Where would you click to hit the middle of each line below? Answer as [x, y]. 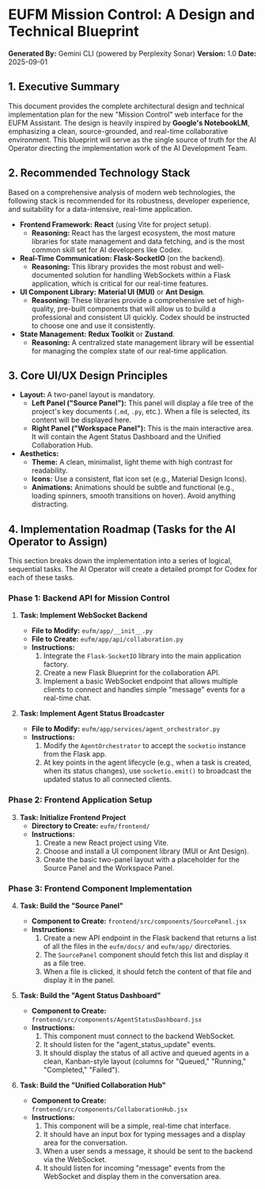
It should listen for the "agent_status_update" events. [129, 1045]
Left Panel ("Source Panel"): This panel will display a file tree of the [142, 403]
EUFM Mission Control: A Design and [132, 15]
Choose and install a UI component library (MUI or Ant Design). [146, 851]
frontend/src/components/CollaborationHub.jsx [110, 1110]
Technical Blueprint [74, 31]
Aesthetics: [39, 454]
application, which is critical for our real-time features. [120, 283]
